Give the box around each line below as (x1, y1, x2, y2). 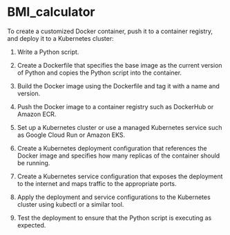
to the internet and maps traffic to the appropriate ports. (17, 179, 178, 187)
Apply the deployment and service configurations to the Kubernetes (17, 193, 211, 201)
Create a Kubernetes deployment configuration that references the (17, 144, 207, 152)
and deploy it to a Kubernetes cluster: (7, 34, 114, 42)
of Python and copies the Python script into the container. (17, 68, 182, 77)
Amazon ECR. (17, 110, 57, 118)
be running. (17, 158, 50, 167)
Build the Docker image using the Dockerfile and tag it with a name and (17, 82, 220, 90)
